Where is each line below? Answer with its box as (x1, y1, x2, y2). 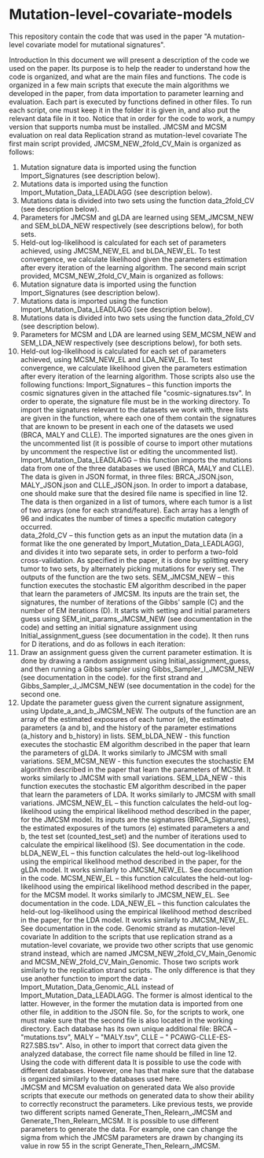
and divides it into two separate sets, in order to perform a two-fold (20, 547, 239, 557)
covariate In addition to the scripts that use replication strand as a (20, 931, 233, 942)
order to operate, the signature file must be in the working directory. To (20, 396, 251, 406)
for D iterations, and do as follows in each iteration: (20, 639, 185, 649)
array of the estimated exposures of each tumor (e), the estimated (20, 714, 235, 723)
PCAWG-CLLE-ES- (170, 1032, 231, 1041)
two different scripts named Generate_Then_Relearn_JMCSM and (20, 1108, 233, 1117)
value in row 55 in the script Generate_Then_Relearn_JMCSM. (20, 1141, 221, 1150)
